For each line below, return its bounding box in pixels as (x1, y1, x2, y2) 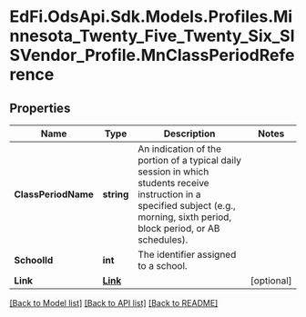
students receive (138, 177, 209, 189)
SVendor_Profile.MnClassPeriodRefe (9, 45, 295, 65)
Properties (9, 100, 71, 115)
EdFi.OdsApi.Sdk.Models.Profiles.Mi (9, 6, 293, 27)
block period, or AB (138, 223, 220, 234)
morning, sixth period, (138, 211, 232, 223)
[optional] (250, 274, 292, 287)
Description (163, 127, 216, 140)
